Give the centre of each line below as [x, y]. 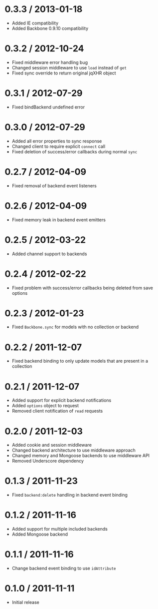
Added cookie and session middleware [52, 445]
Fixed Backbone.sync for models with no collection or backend [75, 327]
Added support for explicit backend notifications [62, 400]
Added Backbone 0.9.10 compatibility [50, 28]
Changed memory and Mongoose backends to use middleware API [81, 456]
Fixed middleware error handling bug [50, 62]
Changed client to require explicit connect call [59, 146]
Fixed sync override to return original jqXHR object [64, 73]
